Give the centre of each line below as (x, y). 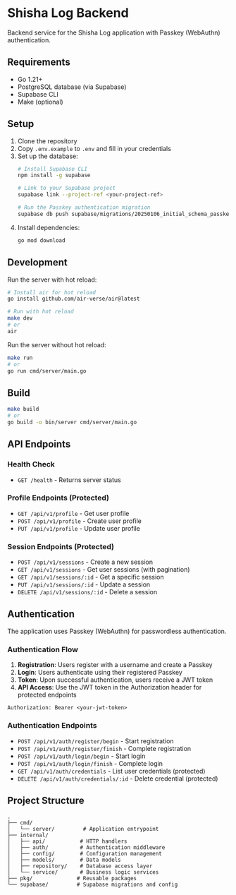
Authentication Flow (43, 649)
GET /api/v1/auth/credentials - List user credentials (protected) (111, 771)
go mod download (41, 240)
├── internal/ (28, 835)
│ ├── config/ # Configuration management (85, 854)
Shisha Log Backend (68, 13)
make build (23, 409)
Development (38, 263)
